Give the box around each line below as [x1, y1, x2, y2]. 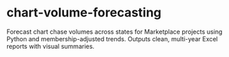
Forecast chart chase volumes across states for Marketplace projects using [6, 27, 223, 36]
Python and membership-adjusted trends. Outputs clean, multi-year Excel [6, 34, 219, 43]
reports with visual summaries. [6, 42, 95, 50]
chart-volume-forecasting [6, 5, 161, 21]
